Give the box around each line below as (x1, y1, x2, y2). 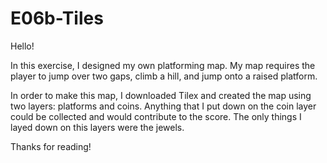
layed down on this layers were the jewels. (10, 121, 185, 133)
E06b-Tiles (10, 7, 104, 30)
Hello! (10, 40, 35, 52)
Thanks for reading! (10, 140, 92, 152)
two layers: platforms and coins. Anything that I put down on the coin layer (10, 100, 317, 112)
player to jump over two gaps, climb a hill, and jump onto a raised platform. (10, 70, 318, 82)
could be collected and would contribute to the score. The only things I (10, 110, 302, 122)
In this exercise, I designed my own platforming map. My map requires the (10, 59, 316, 71)
